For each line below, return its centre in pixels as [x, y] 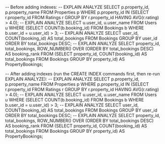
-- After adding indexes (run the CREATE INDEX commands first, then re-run [82, 74]
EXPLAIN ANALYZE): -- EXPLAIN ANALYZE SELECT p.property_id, [72, 79]
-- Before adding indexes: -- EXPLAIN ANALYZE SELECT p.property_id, [77, 7]
